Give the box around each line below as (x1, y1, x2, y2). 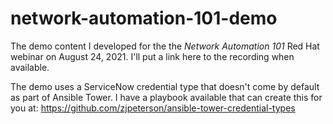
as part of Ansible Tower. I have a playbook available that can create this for (10, 91, 323, 103)
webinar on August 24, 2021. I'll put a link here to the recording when (10, 50, 295, 62)
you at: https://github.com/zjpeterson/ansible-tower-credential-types (10, 102, 296, 114)
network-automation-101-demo (10, 7, 278, 30)
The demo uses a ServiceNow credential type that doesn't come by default (10, 80, 320, 92)
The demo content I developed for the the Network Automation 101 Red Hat (10, 40, 320, 52)
